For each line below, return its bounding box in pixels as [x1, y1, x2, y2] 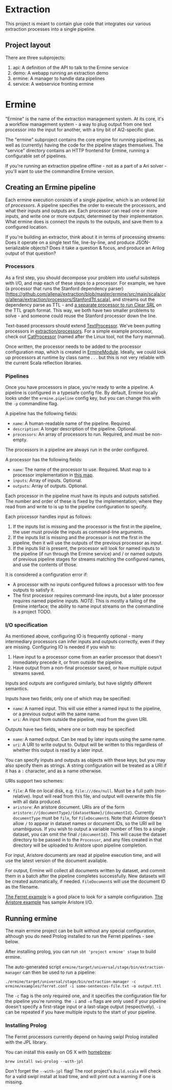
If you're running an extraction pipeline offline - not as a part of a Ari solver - [5, 162, 167, 169]
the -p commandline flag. [5, 401, 59, 407]
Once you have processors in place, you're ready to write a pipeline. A [5, 384, 154, 390]
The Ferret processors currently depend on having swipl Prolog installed [5, 1034, 158, 1040]
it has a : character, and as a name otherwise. [5, 768, 102, 774]
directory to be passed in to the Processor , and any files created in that [12, 837, 162, 843]
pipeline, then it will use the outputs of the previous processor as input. [12, 540, 163, 546]
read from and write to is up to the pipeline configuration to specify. [5, 504, 148, 510]
